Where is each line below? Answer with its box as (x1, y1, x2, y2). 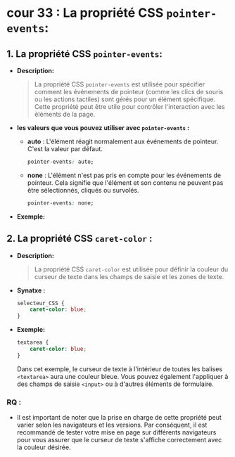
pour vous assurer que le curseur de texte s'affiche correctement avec (16, 436, 222, 444)
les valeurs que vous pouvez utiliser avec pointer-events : (16, 124, 190, 131)
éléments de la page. (34, 110, 96, 118)
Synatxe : (16, 286, 46, 295)
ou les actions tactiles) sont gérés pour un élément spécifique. (34, 95, 216, 103)
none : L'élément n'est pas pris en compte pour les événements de (27, 171, 222, 179)
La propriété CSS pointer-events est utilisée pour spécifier (34, 80, 205, 89)
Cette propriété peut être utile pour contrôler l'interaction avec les (34, 103, 226, 110)
